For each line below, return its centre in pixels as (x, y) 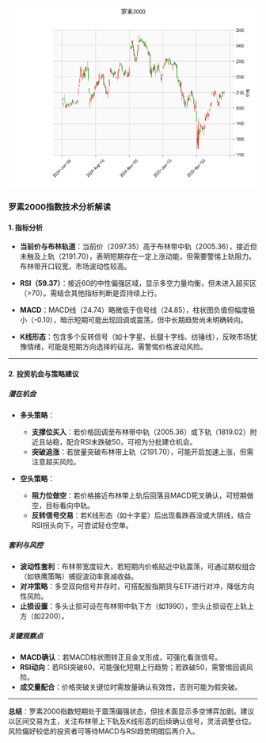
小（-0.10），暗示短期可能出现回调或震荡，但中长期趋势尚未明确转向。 (133, 320)
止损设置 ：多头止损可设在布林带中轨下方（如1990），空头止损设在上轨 (133, 606)
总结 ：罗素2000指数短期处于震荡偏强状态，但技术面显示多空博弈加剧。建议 (131, 711)
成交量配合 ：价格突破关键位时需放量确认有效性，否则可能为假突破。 (131, 687)
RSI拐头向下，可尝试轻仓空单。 (82, 525)
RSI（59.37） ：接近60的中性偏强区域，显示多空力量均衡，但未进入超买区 (138, 283)
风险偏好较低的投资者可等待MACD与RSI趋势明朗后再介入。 (104, 731)
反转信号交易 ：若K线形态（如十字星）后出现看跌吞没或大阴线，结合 (141, 515)
